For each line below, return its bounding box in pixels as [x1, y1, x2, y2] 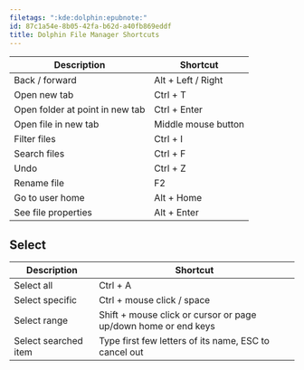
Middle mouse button [153, 119, 245, 131]
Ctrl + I [153, 133, 184, 146]
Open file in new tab [14, 119, 100, 131]
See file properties [14, 206, 92, 219]
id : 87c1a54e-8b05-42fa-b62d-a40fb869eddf [9, 22, 172, 31]
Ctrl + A [99, 280, 132, 292]
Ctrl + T [153, 89, 187, 101]
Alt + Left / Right [153, 74, 223, 87]
